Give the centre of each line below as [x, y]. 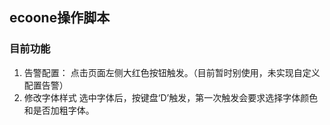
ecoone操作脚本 [60, 18]
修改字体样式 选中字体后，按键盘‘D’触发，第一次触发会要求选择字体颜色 [171, 97]
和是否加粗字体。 [59, 110]
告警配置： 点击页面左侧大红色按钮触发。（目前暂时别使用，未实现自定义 [172, 72]
